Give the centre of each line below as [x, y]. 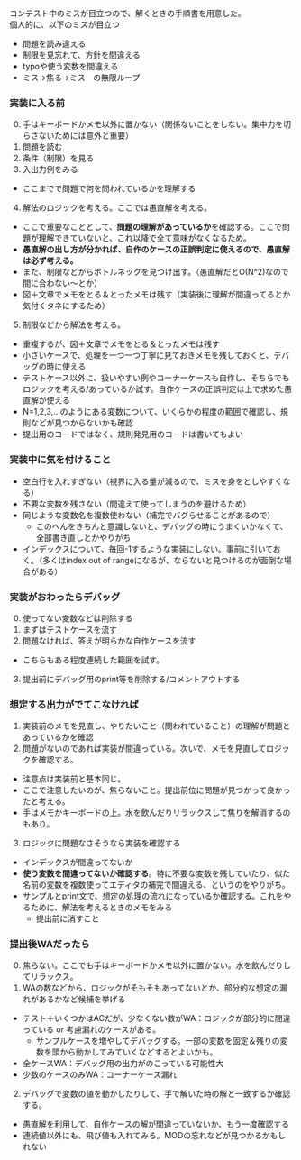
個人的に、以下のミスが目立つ [64, 24]
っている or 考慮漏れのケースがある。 [91, 1029]
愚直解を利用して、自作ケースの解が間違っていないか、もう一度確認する [156, 1124]
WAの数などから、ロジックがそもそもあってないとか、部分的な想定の [151, 988]
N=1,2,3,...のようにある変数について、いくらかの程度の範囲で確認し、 [151, 412]
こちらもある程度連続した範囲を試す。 [93, 660]
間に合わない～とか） [62, 283]
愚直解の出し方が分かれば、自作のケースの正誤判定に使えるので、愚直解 [156, 250]
